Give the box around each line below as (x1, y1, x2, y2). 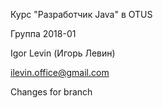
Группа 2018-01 (10, 28, 77, 39)
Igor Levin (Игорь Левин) (10, 47, 116, 59)
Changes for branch (10, 86, 93, 98)
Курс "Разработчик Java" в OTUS (10, 9, 153, 20)
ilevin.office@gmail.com (10, 67, 110, 78)
